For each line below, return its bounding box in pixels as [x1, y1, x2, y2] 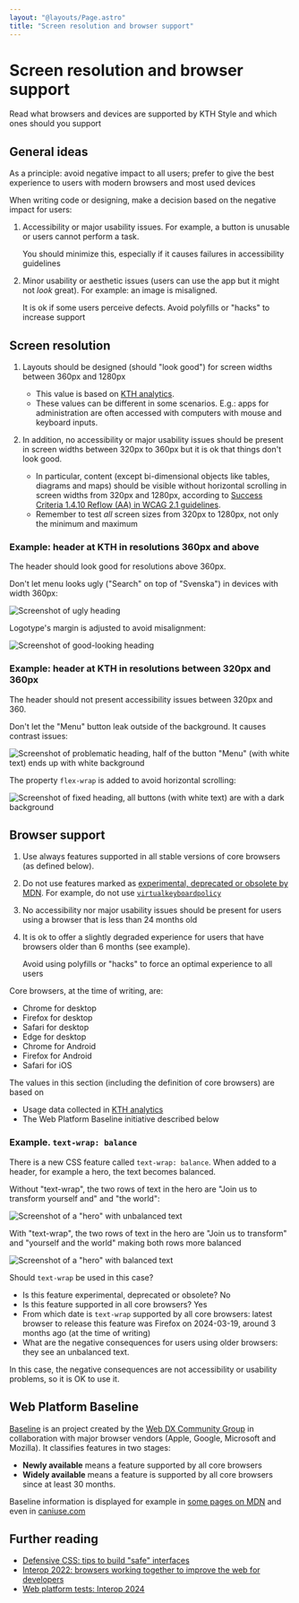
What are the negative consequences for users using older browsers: [21, 1337, 278, 1348]
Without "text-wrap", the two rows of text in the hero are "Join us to [9, 1184, 258, 1194]
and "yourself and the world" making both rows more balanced [9, 1237, 242, 1248]
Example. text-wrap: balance [9, 1136, 137, 1149]
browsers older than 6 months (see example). [21, 942, 191, 952]
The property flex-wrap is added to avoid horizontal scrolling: [9, 774, 236, 785]
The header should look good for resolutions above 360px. [9, 561, 226, 572]
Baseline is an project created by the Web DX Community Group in [9, 1423, 254, 1434]
